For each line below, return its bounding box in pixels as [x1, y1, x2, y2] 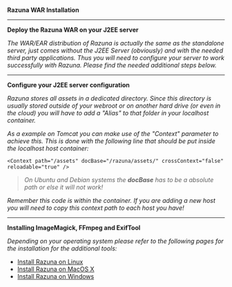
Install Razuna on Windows [17, 273, 95, 280]
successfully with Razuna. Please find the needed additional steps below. [7, 61, 217, 69]
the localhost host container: [7, 144, 89, 152]
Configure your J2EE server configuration [7, 81, 130, 89]
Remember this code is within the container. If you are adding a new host [7, 197, 216, 204]
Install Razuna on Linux [17, 258, 84, 266]
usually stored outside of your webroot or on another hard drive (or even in [7, 101, 221, 110]
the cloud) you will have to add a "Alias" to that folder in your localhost [7, 109, 209, 117]
